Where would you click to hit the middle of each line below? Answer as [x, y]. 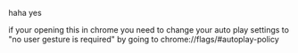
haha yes [25, 13]
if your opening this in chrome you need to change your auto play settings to [149, 30]
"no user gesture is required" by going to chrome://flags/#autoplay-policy [144, 39]
